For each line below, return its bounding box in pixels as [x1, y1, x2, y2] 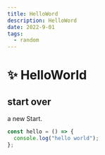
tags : [7, 30, 23, 38]
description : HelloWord [7, 17, 78, 24]
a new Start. [7, 115, 42, 123]
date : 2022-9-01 [7, 23, 55, 30]
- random [13, 37, 39, 44]
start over [7, 96, 51, 108]
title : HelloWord [7, 10, 58, 18]
